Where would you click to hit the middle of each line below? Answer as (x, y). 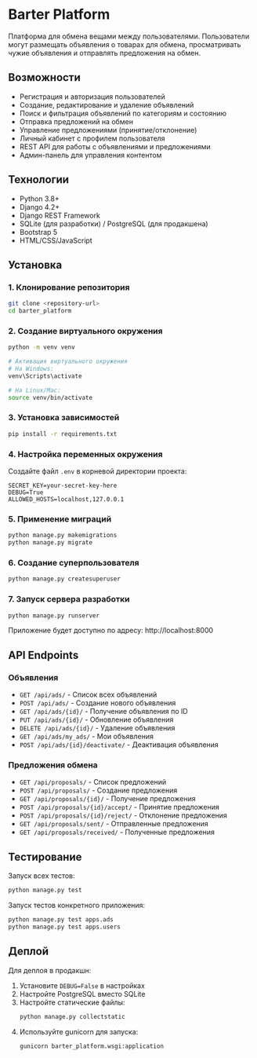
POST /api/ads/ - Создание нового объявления (98, 703)
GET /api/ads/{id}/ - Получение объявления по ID (103, 712)
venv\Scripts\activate (45, 376)
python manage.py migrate (50, 543)
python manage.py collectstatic (72, 1016)
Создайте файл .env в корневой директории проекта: (98, 471)
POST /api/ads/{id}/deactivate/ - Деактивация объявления (119, 745)
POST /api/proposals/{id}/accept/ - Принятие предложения (119, 807)
